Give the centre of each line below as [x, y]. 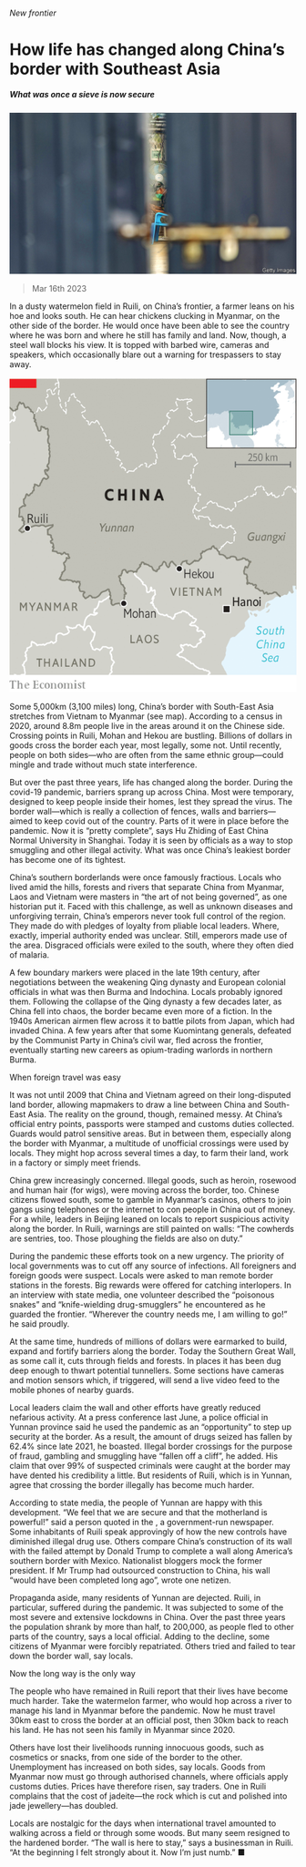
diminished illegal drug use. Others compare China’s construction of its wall [151, 1542]
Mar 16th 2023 [59, 289]
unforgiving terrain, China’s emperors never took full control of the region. [148, 917]
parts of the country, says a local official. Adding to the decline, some [140, 1636]
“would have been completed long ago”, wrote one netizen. [120, 1580]
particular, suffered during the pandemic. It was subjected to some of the [147, 1607]
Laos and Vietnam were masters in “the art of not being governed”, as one [148, 897]
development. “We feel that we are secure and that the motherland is [138, 1513]
